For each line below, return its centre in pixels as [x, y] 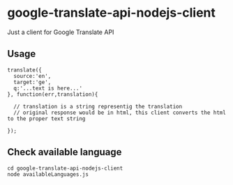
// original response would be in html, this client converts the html [120, 113]
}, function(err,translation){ [53, 94]
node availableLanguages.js [48, 174]
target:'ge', [32, 82]
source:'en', [32, 76]
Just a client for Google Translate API [61, 32]
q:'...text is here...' [48, 88]
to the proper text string [46, 119]
